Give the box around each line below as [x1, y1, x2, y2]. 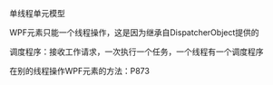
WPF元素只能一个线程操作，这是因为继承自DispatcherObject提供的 [9, 27, 260, 38]
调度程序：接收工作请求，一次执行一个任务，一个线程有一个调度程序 [9, 46, 264, 57]
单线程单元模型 [9, 8, 65, 18]
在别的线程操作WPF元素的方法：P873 [9, 66, 150, 76]
